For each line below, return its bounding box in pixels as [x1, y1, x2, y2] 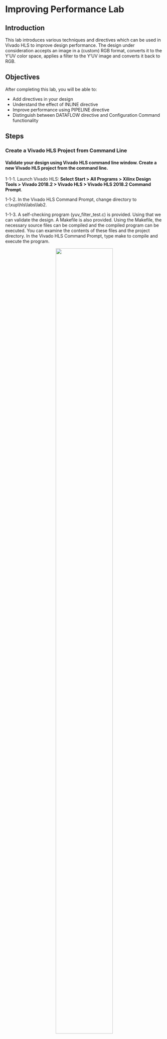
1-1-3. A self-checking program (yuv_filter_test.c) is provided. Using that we [5, 211, 161, 217]
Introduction [5, 24, 45, 32]
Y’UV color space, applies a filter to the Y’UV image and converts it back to [5, 53, 160, 59]
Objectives [5, 73, 40, 82]
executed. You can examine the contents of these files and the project [5, 228, 150, 234]
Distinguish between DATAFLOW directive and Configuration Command [12, 112, 160, 118]
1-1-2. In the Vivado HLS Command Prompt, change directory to [5, 196, 137, 202]
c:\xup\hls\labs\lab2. [5, 202, 47, 208]
